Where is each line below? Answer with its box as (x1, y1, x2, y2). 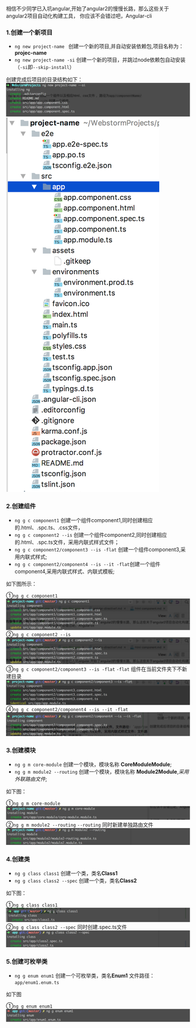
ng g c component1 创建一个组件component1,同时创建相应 (14, 516, 153, 523)
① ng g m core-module (6, 799, 61, 806)
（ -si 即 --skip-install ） (14, 64, 75, 71)
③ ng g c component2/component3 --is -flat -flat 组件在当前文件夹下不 (6, 665, 183, 672)
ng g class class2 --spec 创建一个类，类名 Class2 (14, 877, 137, 884)
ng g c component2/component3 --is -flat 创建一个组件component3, (14, 546, 181, 553)
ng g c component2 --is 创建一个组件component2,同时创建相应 (14, 531, 167, 538)
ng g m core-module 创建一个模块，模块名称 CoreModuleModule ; (14, 761, 172, 768)
